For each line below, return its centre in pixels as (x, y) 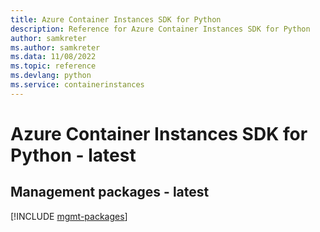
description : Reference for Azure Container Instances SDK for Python (160, 29)
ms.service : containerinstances (77, 85)
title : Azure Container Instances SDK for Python (116, 19)
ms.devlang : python (51, 76)
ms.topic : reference (53, 66)
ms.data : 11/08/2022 (53, 57)
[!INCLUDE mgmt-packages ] (69, 216)
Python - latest (73, 155)
